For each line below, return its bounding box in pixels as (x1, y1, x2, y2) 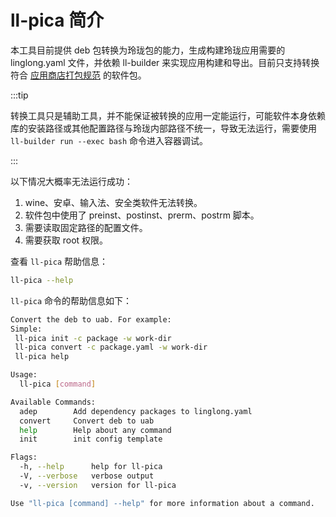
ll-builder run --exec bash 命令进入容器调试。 (10, 134, 209, 146)
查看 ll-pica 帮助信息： (10, 255, 108, 267)
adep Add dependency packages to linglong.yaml (19, 406, 253, 416)
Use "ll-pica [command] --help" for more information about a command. (10, 498, 315, 508)
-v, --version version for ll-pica (19, 480, 177, 490)
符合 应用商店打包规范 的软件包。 (10, 69, 147, 81)
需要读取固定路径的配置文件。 (24, 221, 148, 233)
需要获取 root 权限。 (24, 234, 109, 246)
